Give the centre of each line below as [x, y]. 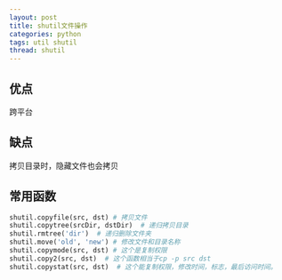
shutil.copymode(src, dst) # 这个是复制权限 [88, 251]
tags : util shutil [43, 42]
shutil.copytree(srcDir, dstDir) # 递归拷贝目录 [99, 226]
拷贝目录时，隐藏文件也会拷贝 [64, 165]
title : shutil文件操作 [48, 26]
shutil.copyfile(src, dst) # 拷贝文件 [79, 217]
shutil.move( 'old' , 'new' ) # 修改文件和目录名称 [95, 242]
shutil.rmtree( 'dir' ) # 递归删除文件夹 [81, 234]
